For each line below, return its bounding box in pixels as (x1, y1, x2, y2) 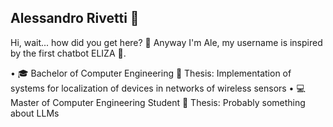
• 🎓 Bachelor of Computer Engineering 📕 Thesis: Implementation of (10, 67, 292, 79)
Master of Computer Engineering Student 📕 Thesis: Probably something (10, 96, 306, 108)
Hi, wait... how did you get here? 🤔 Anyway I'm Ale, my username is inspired (10, 36, 323, 48)
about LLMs (10, 107, 60, 119)
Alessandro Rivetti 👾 (10, 10, 140, 27)
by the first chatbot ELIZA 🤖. (10, 47, 127, 59)
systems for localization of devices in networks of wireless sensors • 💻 (10, 82, 306, 94)
